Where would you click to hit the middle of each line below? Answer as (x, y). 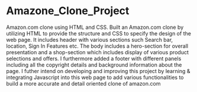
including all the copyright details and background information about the (94, 65)
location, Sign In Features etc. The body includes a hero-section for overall (97, 46)
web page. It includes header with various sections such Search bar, (90, 40)
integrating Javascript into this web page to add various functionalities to (95, 77)
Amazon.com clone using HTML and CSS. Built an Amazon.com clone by (95, 27)
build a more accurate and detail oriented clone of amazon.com (83, 83)
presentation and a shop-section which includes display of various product (98, 52)
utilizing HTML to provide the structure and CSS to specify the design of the (98, 33)
